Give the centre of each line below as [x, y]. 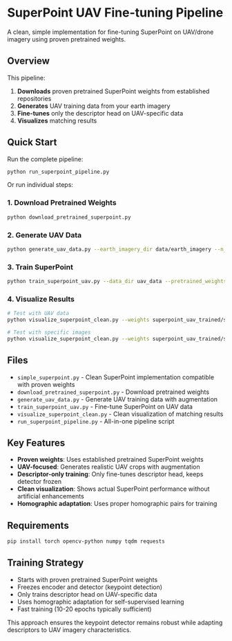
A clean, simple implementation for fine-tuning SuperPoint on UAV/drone [110, 32]
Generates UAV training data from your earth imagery [94, 106]
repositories [34, 98]
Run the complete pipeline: [45, 159]
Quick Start [32, 142]
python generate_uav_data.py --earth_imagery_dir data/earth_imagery [109, 249]
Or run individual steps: [40, 185]
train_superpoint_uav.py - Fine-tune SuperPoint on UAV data [105, 406]
